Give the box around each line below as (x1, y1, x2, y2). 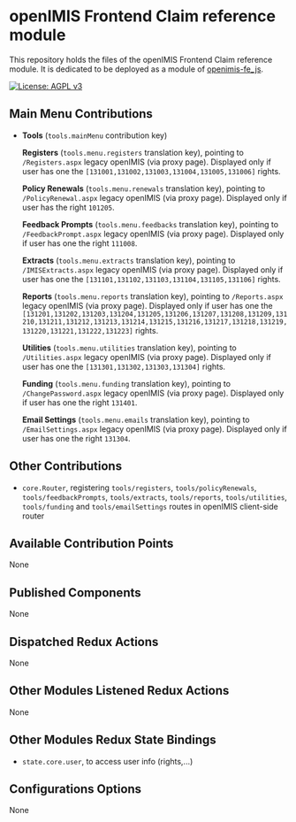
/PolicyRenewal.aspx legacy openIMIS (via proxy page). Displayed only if (21, 192, 287, 203)
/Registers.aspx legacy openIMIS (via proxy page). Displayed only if (21, 157, 271, 167)
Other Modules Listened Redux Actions (9, 683, 230, 698)
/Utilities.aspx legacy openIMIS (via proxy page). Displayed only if (21, 351, 271, 362)
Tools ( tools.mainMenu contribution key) (21, 130, 168, 141)
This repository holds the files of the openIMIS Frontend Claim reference (9, 54, 273, 65)
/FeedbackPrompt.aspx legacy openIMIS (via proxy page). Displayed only (21, 228, 285, 239)
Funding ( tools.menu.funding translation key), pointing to (21, 378, 231, 388)
